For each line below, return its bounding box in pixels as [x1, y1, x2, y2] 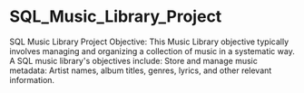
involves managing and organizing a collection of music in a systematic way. [9, 45, 295, 56]
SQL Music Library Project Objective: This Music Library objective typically [9, 36, 289, 47]
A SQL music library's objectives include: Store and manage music [9, 55, 259, 66]
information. [9, 74, 55, 85]
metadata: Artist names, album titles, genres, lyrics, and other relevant [9, 65, 272, 76]
